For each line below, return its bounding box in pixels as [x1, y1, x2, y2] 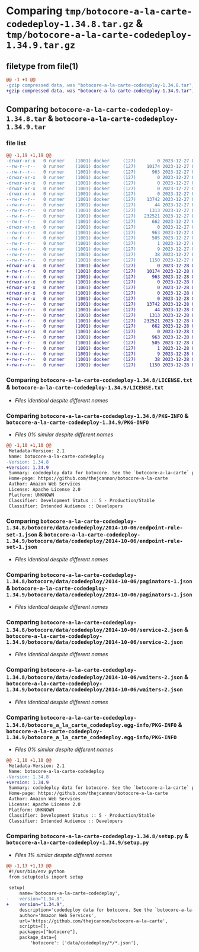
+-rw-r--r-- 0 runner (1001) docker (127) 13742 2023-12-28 [6, 301, 190, 307]
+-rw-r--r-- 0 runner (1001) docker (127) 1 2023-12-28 [6, 345, 190, 351]
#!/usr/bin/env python [8, 868, 65, 874]
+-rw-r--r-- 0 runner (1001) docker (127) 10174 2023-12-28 [6, 268, 190, 274]
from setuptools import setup [8, 874, 84, 880]
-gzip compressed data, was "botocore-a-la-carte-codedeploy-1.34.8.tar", [6, 82, 195, 88]
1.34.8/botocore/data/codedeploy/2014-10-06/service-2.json [6, 627, 184, 634]
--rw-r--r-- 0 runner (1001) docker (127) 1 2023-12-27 [6, 241, 190, 247]
